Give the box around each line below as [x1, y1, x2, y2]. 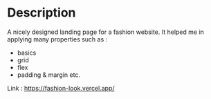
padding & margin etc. [17, 71, 81, 79]
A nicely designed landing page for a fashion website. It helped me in [7, 28, 204, 36]
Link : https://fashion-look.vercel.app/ [7, 84, 116, 92]
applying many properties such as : [7, 35, 108, 43]
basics [17, 48, 37, 57]
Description [7, 5, 76, 21]
